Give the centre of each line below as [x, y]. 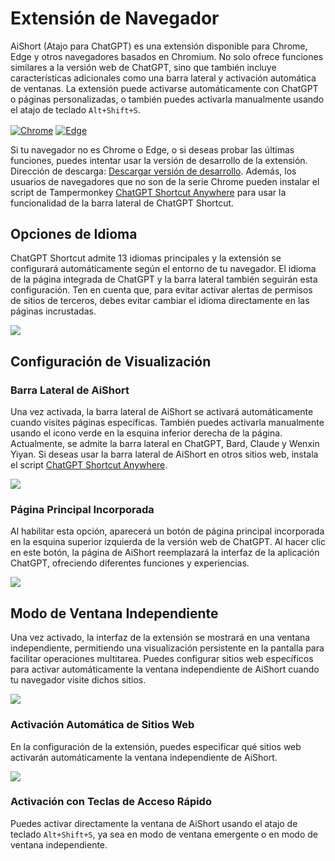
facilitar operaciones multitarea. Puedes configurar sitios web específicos [162, 659]
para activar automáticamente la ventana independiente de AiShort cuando [165, 669]
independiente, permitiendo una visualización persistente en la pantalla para [167, 648]
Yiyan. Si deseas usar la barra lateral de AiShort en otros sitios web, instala [164, 454]
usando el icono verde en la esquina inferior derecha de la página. [146, 433]
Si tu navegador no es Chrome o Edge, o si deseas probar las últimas [152, 149]
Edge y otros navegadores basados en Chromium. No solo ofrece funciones [167, 56]
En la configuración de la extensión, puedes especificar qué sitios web [156, 746]
